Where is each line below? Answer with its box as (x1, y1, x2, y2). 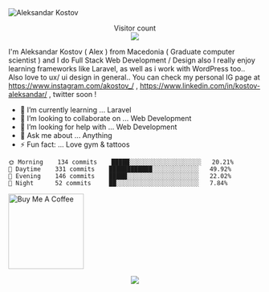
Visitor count (113, 23, 157, 33)
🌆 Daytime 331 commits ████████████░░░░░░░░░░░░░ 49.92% (8, 165, 231, 173)
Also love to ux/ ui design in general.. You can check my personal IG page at (8, 72, 261, 82)
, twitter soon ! (48, 90, 97, 99)
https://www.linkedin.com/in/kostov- (139, 81, 261, 91)
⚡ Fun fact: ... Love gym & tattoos (19, 140, 130, 149)
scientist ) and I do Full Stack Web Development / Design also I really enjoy (8, 55, 255, 65)
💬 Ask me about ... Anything (19, 131, 112, 140)
